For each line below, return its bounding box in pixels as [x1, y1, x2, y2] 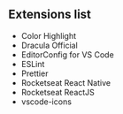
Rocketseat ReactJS [20, 87, 95, 97]
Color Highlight [20, 30, 77, 41]
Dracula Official [20, 40, 79, 50]
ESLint [20, 58, 45, 69]
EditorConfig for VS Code [20, 49, 114, 60]
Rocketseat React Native [20, 77, 111, 87]
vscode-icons [20, 96, 73, 107]
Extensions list [8, 7, 92, 22]
